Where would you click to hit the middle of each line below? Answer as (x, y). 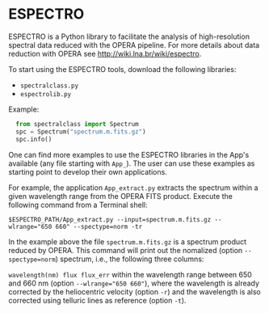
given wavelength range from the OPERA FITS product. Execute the (120, 196)
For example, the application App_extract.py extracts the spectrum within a (133, 188)
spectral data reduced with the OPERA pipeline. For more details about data (134, 44)
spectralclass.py (49, 86)
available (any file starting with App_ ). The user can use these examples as (132, 163)
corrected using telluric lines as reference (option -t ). (97, 300)
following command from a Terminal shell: (78, 205)
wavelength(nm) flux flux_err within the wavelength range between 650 (130, 274)
